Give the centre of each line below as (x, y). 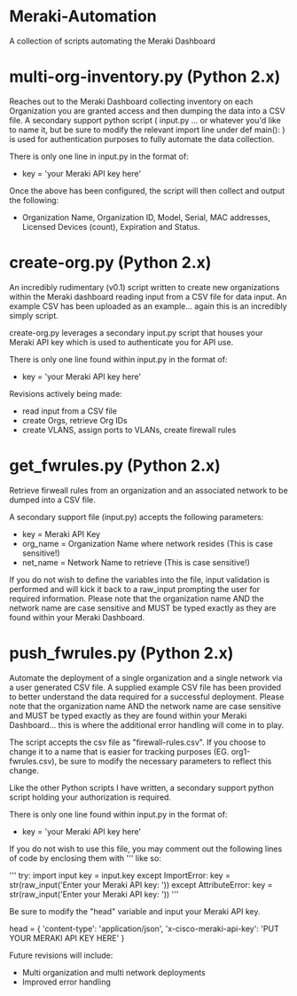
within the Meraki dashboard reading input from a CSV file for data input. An (148, 296)
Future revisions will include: (61, 955)
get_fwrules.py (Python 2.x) (115, 466)
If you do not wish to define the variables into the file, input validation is (140, 580)
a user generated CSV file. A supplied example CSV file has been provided (145, 687)
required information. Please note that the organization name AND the (137, 598)
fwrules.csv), (33, 761)
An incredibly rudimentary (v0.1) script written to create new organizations (145, 287)
